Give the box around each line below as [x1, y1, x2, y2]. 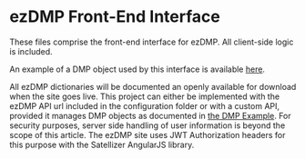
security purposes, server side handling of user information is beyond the [9, 120, 286, 131]
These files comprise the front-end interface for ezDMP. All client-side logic [9, 36, 294, 47]
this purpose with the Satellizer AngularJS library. [9, 139, 195, 150]
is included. [9, 45, 53, 56]
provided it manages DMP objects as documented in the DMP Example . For [9, 110, 291, 121]
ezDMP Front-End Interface [9, 6, 220, 27]
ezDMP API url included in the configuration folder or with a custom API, [9, 100, 280, 111]
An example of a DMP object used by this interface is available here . [9, 64, 266, 75]
